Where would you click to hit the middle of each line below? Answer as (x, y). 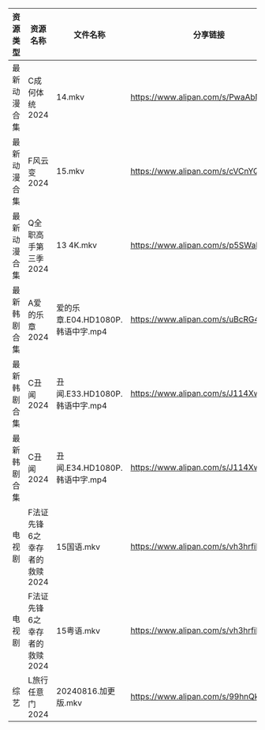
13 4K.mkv (77, 245)
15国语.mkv (78, 547)
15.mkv (71, 171)
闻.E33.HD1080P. (90, 394)
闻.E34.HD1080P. (90, 468)
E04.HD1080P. (94, 320)
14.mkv (71, 97)
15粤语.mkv (78, 631)
